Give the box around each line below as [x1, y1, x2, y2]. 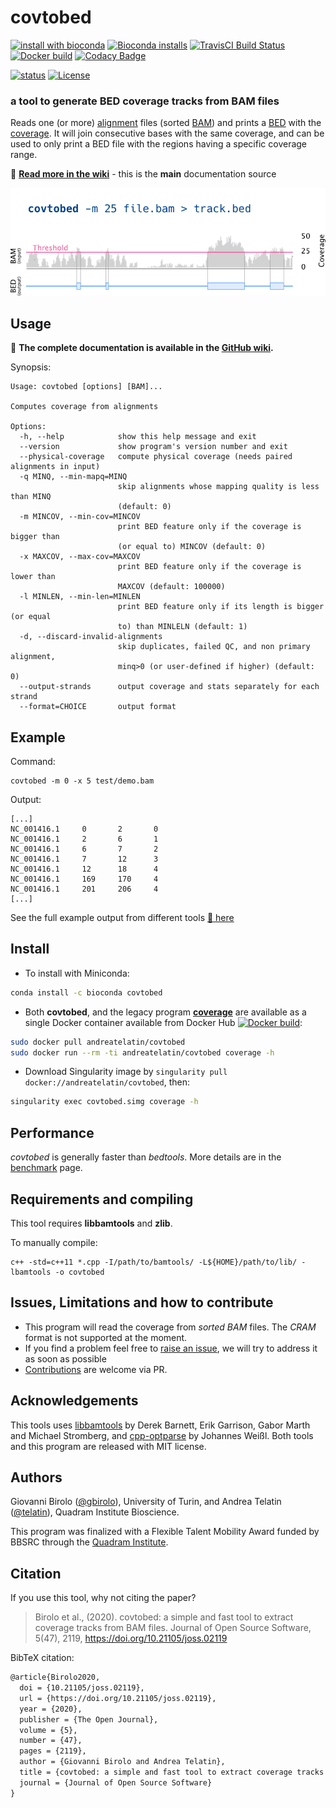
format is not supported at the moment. [24, 1331, 188, 1343]
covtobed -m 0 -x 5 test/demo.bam [10, 776, 155, 786]
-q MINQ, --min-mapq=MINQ [19, 472, 128, 482]
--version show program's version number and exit [19, 442, 288, 452]
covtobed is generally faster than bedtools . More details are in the [10, 1151, 282, 1163]
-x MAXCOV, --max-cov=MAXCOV [19, 552, 141, 562]
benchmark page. [10, 1162, 83, 1174]
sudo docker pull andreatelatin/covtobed [10, 1037, 186, 1047]
